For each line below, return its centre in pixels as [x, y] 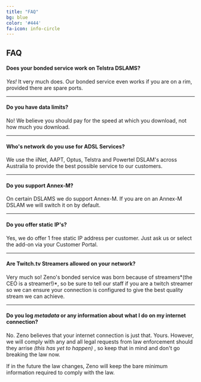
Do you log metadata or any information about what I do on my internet [96, 315]
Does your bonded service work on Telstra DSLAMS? [73, 68]
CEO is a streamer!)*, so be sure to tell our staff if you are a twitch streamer [100, 283]
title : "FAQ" [22, 12]
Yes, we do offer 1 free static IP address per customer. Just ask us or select [99, 238]
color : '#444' [24, 23]
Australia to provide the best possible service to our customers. [84, 166]
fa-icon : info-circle [33, 29]
